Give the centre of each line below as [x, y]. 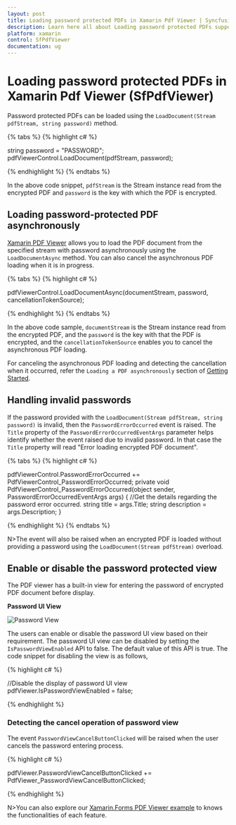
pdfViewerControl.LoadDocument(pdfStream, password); [90, 158]
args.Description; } [34, 511]
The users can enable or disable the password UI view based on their [108, 634]
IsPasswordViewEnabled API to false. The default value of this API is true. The [118, 648]
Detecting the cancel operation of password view [93, 723]
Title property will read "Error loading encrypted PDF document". [103, 447]
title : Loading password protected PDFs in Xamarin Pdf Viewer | [105, 20]
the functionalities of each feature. [57, 815]
